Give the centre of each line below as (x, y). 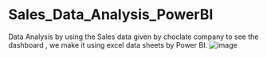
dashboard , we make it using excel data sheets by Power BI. (108, 44)
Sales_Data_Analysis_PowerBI (111, 15)
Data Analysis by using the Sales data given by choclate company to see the (133, 37)
